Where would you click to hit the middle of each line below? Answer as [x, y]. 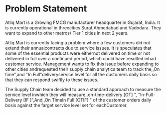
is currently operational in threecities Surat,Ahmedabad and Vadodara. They [83, 27]
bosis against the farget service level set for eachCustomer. [67, 105]
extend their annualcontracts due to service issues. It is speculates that [79, 48]
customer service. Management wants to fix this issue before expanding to [82, 64]
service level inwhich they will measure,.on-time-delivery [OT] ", [71, 95]
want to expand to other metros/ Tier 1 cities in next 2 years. [67, 33]
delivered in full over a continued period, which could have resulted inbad [81, 58]
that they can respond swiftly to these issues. [52, 80]
